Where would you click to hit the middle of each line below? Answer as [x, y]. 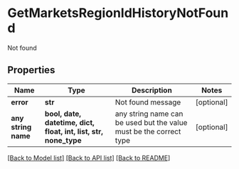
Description [152, 90]
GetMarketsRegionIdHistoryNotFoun [118, 13]
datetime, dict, [70, 122]
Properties [31, 70]
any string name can [149, 114]
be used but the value [151, 122]
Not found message [148, 102]
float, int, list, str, [74, 131]
